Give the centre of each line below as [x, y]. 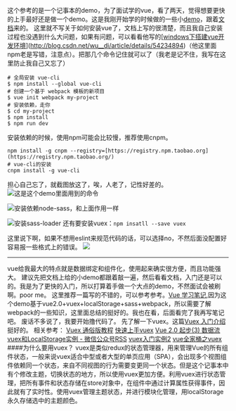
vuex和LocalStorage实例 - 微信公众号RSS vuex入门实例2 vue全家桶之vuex [115, 339]
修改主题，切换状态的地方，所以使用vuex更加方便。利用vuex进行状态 [119, 374]
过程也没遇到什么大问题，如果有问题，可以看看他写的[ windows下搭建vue [113, 37]
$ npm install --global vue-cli [54, 84]
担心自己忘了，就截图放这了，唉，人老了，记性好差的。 [87, 184]
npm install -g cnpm [38, 151]
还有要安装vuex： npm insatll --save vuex [124, 223]
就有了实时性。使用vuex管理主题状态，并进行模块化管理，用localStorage [118, 392]
